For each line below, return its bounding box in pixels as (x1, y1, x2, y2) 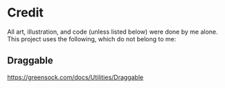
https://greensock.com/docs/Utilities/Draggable (7, 73, 144, 81)
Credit (7, 5, 44, 21)
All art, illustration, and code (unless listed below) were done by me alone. (7, 27, 218, 36)
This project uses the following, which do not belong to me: (7, 34, 177, 43)
